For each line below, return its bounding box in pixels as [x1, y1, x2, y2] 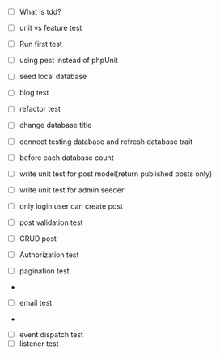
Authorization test [19, 250, 79, 260]
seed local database [19, 72, 87, 82]
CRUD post [19, 234, 57, 243]
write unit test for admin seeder [19, 185, 125, 195]
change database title [19, 120, 92, 130]
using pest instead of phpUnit [19, 56, 119, 66]
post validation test [19, 218, 83, 227]
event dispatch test [19, 330, 84, 340]
